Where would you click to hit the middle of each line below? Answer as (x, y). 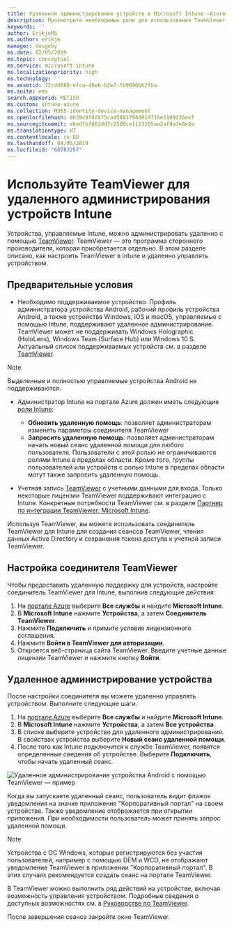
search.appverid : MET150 (43, 98)
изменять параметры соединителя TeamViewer (98, 430)
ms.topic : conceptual (39, 59)
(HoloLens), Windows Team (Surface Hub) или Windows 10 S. (106, 338)
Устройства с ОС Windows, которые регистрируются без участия (105, 853)
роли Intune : (36, 409)
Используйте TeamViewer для (99, 185)
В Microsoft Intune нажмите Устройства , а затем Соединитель (112, 613)
